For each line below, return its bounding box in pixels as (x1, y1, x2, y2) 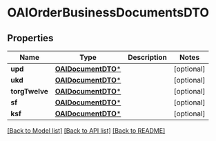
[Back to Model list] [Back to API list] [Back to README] (7, 127, 166, 135)
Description (127, 53, 168, 62)
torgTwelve (10, 87, 48, 96)
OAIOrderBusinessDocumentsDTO (7, 5, 209, 21)
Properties (7, 32, 54, 44)
